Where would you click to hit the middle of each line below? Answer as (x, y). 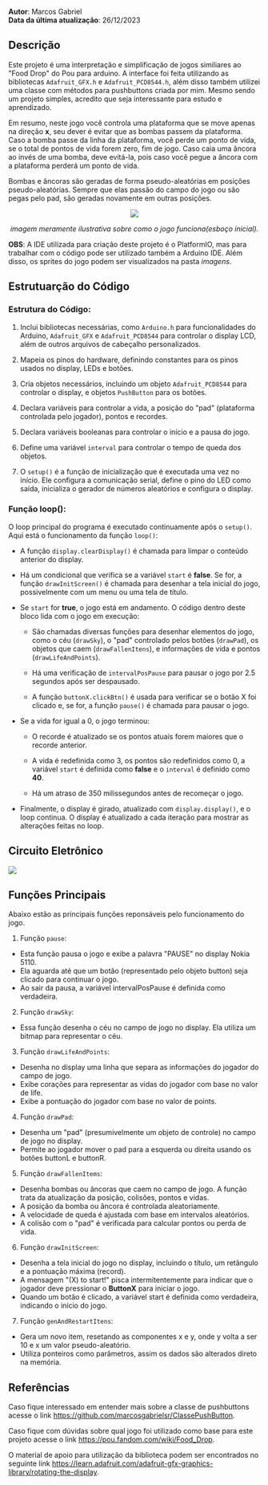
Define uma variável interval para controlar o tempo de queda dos (130, 447)
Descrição (34, 45)
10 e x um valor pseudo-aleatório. (75, 1345)
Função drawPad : (47, 1117)
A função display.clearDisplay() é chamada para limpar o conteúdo (134, 551)
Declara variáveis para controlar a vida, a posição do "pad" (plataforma (137, 408)
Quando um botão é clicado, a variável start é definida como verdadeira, (139, 1297)
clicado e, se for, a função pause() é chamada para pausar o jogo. (140, 705)
